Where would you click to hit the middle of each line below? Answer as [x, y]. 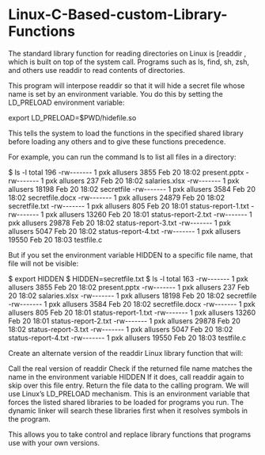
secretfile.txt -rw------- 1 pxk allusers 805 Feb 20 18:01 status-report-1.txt [129, 206]
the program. [29, 419]
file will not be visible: [44, 263]
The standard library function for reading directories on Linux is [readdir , [127, 53]
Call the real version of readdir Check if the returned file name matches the [131, 368]
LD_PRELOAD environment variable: [66, 102]
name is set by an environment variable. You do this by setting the [115, 94]
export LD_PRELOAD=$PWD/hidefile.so [72, 117]
